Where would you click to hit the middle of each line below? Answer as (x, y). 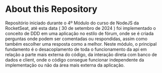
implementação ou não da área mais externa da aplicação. (65, 65)
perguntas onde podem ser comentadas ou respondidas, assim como (76, 39)
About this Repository (51, 9)
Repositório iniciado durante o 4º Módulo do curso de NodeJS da (72, 23)
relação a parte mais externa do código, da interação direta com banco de (81, 54)
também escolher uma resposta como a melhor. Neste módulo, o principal (81, 44)
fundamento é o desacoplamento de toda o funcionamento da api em (76, 49)
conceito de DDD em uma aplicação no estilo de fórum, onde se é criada (80, 33)
